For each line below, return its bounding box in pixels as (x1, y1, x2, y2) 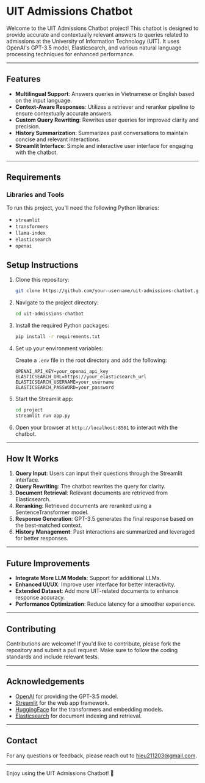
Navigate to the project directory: (15, 299, 99, 306)
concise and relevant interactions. (15, 136, 101, 143)
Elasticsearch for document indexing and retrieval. (15, 712, 142, 719)
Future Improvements (6, 558, 90, 568)
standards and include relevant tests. (6, 653, 99, 661)
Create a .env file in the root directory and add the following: (15, 356, 167, 364)
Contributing (6, 623, 56, 634)
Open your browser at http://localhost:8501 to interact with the (15, 424, 178, 431)
